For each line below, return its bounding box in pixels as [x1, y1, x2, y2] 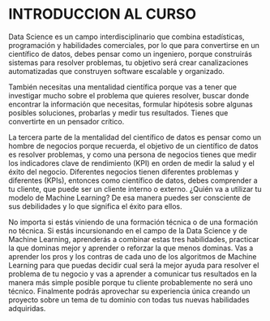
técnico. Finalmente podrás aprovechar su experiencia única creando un [8, 286, 251, 296]
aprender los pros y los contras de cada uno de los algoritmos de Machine [8, 251, 257, 261]
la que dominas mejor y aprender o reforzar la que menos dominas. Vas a [8, 243, 254, 253]
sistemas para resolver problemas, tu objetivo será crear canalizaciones [8, 58, 249, 67]
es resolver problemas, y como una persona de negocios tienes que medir [8, 150, 257, 159]
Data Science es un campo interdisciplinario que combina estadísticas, [8, 32, 245, 41]
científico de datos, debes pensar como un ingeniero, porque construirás [8, 49, 253, 59]
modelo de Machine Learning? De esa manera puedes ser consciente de [8, 193, 251, 202]
